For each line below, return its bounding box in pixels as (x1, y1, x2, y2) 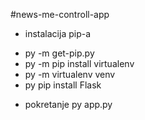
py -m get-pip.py (24, 47, 95, 59)
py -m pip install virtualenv (24, 58, 135, 69)
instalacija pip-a (24, 28, 92, 39)
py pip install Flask (24, 79, 102, 91)
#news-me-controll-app (10, 9, 110, 20)
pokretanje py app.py (24, 99, 113, 110)
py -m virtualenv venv (24, 69, 116, 80)
